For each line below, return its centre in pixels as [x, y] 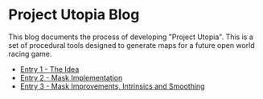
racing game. [30, 53]
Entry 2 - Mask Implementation [71, 77]
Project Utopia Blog [74, 15]
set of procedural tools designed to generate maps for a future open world [131, 45]
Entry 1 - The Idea [49, 69]
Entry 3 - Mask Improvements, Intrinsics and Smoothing [112, 86]
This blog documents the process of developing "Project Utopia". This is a [131, 37]
